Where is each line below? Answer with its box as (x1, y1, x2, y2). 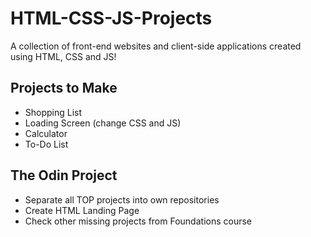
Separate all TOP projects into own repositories (24, 193, 220, 206)
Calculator (24, 127, 68, 139)
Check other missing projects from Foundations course (24, 215, 253, 227)
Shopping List (24, 106, 83, 118)
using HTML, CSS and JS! (10, 50, 117, 62)
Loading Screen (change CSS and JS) (24, 117, 182, 129)
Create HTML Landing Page (24, 204, 140, 216)
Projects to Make (10, 80, 118, 97)
